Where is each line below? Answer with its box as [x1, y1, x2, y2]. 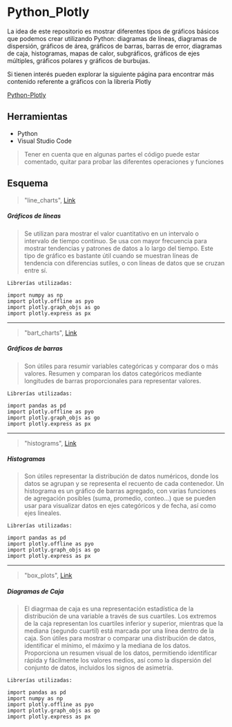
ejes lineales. [23, 509, 62, 517]
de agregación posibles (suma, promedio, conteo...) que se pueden [23, 494, 216, 502]
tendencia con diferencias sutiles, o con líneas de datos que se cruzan [23, 259, 225, 267]
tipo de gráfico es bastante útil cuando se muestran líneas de [23, 251, 199, 260]
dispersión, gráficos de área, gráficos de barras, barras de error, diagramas [7, 42, 222, 50]
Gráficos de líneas [7, 212, 61, 220]
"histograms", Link [23, 439, 77, 447]
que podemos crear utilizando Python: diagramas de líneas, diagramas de [7, 34, 217, 42]
